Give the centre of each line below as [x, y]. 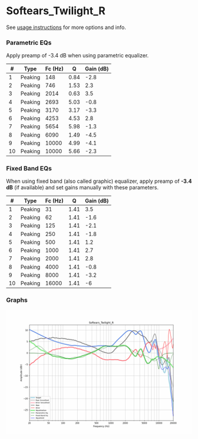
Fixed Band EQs [29, 168]
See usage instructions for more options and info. [66, 27]
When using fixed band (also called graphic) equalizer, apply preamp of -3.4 [99, 181]
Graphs [17, 300]
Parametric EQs [29, 43]
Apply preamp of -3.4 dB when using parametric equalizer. [77, 56]
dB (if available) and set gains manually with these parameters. [82, 188]
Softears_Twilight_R [56, 11]
